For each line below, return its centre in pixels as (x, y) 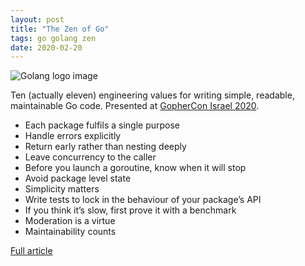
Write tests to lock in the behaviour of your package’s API (143, 200)
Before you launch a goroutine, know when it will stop (135, 168)
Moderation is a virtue (70, 221)
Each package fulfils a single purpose (102, 125)
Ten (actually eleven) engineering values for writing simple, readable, (152, 95)
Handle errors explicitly (73, 136)
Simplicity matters (62, 189)
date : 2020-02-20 (46, 47)
